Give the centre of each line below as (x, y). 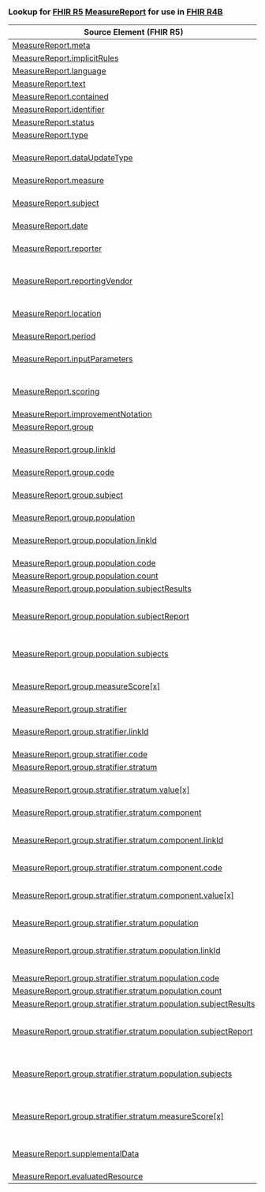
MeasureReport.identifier (58, 110)
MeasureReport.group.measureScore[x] (86, 686)
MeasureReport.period (54, 336)
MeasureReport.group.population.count (86, 576)
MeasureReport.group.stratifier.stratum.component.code (117, 868)
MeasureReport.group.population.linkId (85, 540)
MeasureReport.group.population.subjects (90, 654)
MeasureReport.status (53, 122)
